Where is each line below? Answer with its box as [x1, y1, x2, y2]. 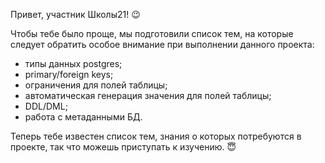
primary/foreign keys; [24, 69, 114, 80]
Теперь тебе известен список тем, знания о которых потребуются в [10, 130, 302, 142]
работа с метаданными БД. [24, 111, 143, 123]
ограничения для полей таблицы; [24, 79, 168, 91]
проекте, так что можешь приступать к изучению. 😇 [10, 141, 237, 153]
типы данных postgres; [24, 58, 123, 69]
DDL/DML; [24, 100, 68, 112]
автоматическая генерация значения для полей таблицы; [24, 90, 272, 101]
